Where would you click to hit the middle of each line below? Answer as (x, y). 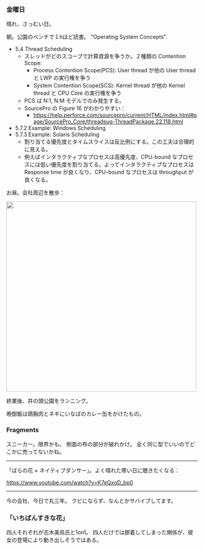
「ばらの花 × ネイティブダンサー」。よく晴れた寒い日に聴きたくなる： (93, 470)
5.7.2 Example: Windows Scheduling (60, 128)
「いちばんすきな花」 (37, 518)
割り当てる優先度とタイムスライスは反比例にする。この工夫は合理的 (109, 142)
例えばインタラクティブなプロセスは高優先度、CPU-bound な (101, 157)
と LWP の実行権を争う (62, 78)
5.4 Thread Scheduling (44, 49)
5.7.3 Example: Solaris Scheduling (57, 134)
